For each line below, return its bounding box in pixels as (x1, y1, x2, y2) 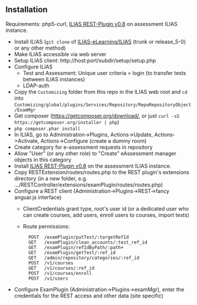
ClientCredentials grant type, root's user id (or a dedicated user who (22, 205, 189, 212)
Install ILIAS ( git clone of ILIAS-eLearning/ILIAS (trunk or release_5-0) (14, 38, 186, 45)
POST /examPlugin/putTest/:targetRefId (28, 234, 129, 240)
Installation (5, 5, 48, 15)
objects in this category (14, 156, 72, 163)
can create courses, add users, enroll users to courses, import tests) (22, 211, 189, 218)
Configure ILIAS (14, 63, 53, 70)
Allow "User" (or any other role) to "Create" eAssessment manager (14, 150, 176, 157)
